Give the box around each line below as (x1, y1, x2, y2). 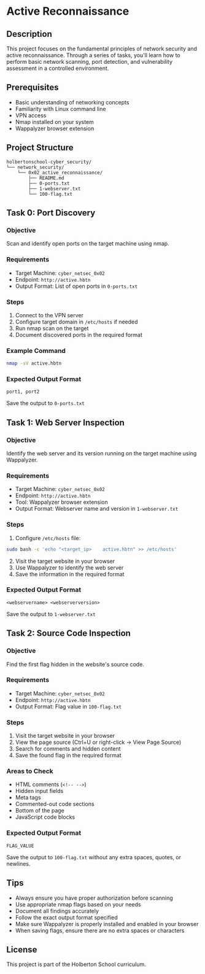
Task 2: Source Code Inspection (6, 628, 131, 639)
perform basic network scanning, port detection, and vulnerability (6, 58, 173, 65)
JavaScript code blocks (15, 813, 75, 821)
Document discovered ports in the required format (15, 331, 143, 338)
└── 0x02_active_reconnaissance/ (17, 169, 103, 176)
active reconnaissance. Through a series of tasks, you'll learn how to (6, 52, 180, 59)
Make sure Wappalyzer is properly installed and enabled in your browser (15, 920, 199, 927)
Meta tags (15, 794, 41, 802)
